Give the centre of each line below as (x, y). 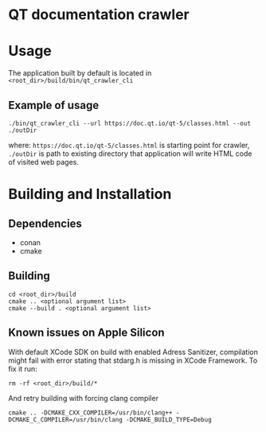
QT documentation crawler (99, 15)
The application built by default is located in (80, 73)
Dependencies (45, 223)
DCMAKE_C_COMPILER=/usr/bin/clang (66, 419)
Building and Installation (90, 195)
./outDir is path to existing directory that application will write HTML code (130, 154)
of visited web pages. (44, 162)
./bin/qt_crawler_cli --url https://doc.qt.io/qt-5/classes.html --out (129, 123)
